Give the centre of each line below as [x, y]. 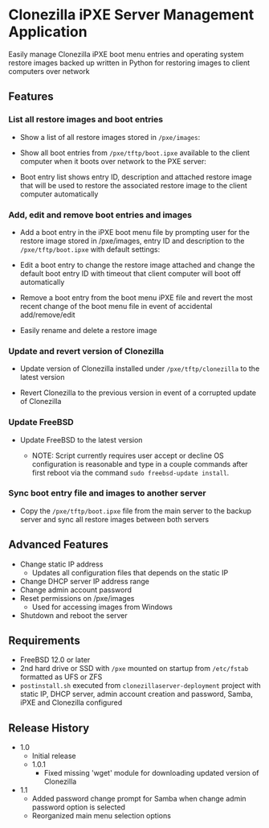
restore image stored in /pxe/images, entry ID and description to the [132, 241]
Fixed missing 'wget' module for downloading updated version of [151, 773]
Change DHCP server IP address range [85, 581]
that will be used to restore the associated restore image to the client [133, 185]
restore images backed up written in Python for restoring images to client [129, 63]
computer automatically [59, 194]
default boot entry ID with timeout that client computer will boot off [130, 273]
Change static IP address [61, 564]
